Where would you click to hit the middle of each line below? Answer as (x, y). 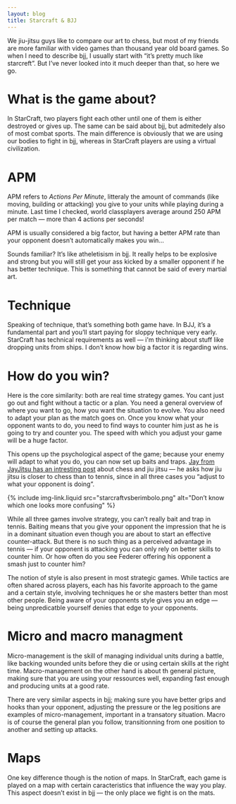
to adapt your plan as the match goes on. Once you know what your (106, 418)
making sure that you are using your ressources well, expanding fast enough (118, 678)
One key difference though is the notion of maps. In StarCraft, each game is (117, 778)
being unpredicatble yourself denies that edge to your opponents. (103, 608)
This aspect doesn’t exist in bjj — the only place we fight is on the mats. (111, 793)
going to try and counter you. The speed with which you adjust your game (115, 433)
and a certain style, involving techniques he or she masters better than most (118, 593)
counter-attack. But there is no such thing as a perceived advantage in (110, 542)
